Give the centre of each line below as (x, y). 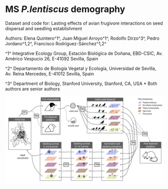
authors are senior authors (33, 88)
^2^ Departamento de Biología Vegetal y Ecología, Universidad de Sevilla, (81, 68)
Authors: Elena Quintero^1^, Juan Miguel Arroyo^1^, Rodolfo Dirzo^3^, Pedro (82, 38)
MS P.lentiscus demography (65, 9)
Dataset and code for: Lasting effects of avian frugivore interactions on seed (84, 23)
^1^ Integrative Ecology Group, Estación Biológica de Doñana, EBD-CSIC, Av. (84, 53)
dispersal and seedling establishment (44, 28)
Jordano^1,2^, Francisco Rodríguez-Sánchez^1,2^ (56, 43)
